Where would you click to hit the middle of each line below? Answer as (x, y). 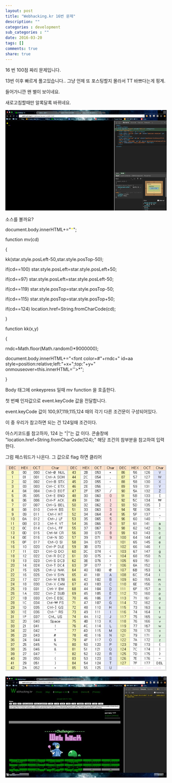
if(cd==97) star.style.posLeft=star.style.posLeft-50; (60, 279)
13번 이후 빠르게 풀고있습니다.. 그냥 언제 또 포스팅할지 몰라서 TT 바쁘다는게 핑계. (85, 81)
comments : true (21, 49)
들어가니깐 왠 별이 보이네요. (33, 92)
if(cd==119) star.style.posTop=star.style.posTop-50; (60, 289)
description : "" (23, 21)
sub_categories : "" (27, 32)
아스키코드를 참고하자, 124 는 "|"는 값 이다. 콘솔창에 (57, 433)
